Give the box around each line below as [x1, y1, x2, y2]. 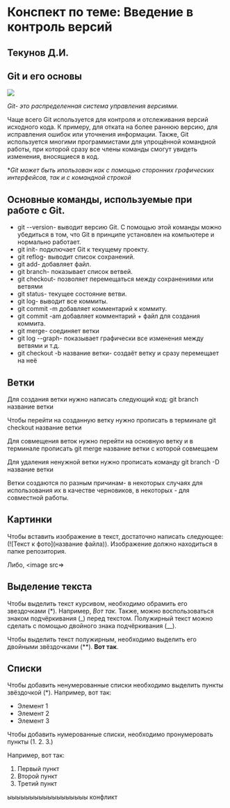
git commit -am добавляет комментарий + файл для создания [17, 312, 200, 321]
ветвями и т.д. [17, 342, 60, 350]
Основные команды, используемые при [7, 193, 192, 206]
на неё [17, 356, 38, 365]
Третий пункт [17, 779, 58, 788]
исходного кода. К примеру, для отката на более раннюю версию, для [7, 123, 218, 131]
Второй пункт [17, 772, 58, 781]
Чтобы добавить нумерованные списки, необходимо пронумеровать [7, 730, 213, 739]
